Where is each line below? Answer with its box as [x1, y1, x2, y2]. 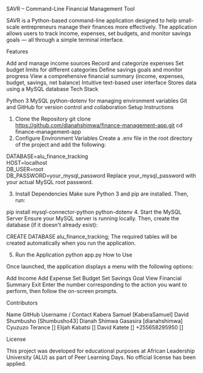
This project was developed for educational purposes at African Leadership [6, 348, 195, 354]
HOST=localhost [6, 159, 47, 166]
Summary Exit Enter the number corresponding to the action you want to [6, 281, 187, 288]
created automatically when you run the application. [6, 239, 136, 246]
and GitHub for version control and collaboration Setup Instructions [6, 104, 174, 111]
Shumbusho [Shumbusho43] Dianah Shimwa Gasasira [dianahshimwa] [6, 317, 183, 325]
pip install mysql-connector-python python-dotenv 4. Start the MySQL [6, 208, 182, 216]
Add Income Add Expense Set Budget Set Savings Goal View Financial [6, 275, 182, 282]
